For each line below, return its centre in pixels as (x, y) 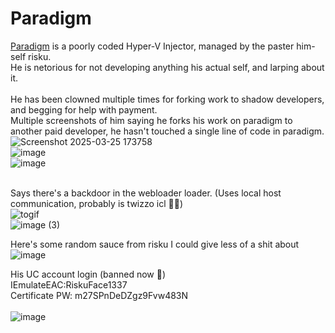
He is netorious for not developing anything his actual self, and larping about (167, 67)
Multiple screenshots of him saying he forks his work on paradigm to (151, 120)
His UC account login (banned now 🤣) (88, 274)
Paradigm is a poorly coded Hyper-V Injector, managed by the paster (152, 46)
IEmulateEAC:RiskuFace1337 (69, 284)
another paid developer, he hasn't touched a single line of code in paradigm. (167, 131)
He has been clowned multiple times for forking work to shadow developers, (167, 99)
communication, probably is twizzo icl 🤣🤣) (97, 203)
